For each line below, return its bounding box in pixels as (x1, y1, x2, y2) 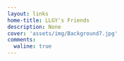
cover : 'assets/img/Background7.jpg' (7, 29, 118, 37)
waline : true (13, 43, 52, 50)
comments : (7, 36, 37, 43)
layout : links (7, 10, 49, 18)
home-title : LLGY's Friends (7, 17, 90, 24)
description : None (7, 23, 61, 30)
